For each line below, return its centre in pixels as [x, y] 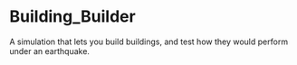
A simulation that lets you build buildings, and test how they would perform [148, 42]
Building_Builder [72, 17]
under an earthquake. [50, 51]
